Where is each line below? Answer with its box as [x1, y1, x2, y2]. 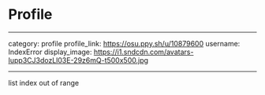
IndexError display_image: [8, 47, 92, 57]
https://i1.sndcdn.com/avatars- [93, 47, 194, 57]
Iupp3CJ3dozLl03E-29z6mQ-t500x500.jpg [8, 55, 148, 64]
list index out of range [8, 78, 80, 87]
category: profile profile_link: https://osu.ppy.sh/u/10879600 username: [8, 38, 241, 48]
